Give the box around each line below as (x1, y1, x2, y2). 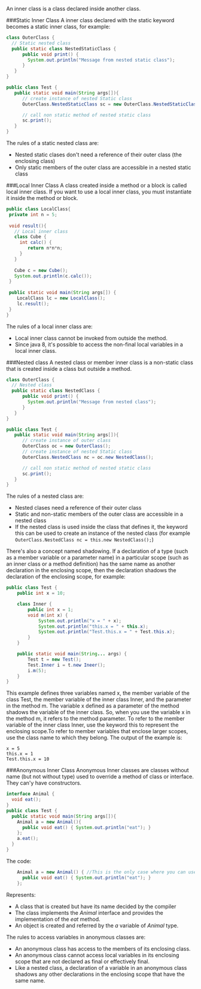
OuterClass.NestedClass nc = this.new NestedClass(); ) (14, 536, 154, 543)
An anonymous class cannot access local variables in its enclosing (14, 951, 179, 958)
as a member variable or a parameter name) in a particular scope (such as (6, 554, 189, 561)
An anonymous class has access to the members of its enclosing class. (14, 945, 191, 952)
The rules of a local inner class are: (6, 323, 93, 330)
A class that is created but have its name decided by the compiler (14, 903, 176, 910)
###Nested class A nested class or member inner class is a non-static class (6, 359, 193, 366)
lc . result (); (17, 301, 50, 307)
